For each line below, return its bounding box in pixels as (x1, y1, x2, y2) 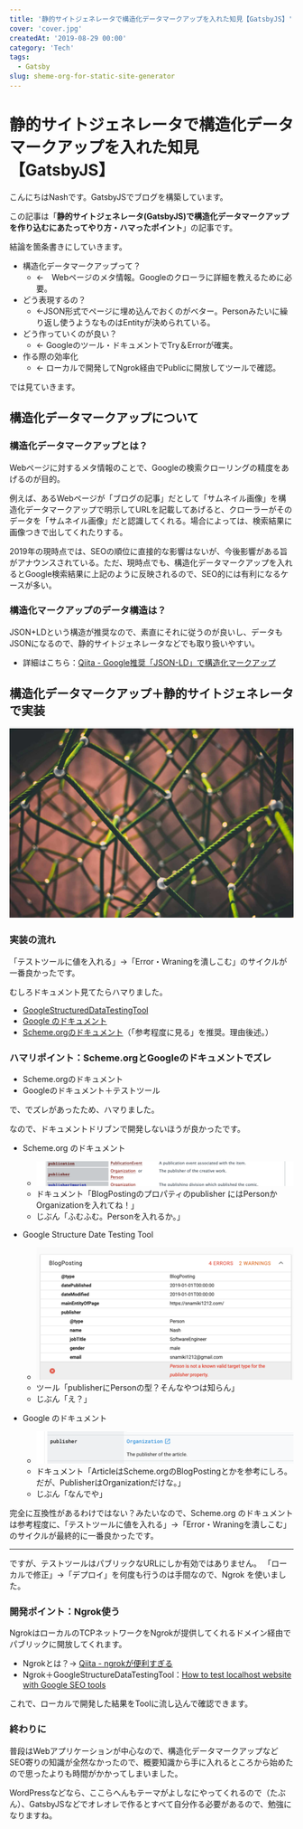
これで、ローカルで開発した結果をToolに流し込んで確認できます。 (9, 1698, 253, 1709)
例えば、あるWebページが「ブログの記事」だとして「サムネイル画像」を (9, 493, 279, 504)
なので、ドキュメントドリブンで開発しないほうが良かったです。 (9, 1123, 246, 1134)
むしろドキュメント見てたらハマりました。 (9, 986, 168, 997)
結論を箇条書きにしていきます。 (9, 240, 128, 252)
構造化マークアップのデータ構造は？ (9, 604, 167, 617)
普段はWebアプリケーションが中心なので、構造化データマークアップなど (9, 1745, 279, 1756)
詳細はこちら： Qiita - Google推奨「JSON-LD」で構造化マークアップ (22, 656, 277, 668)
